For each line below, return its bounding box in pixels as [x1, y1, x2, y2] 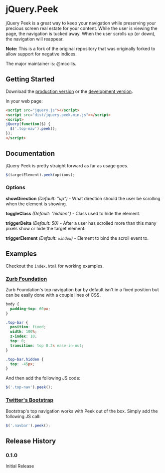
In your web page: [5, 98, 43, 104]
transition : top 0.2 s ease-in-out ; [10, 343, 84, 348]
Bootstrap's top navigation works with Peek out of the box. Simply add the [5, 408, 158, 414]
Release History [5, 437, 56, 445]
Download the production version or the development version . [5, 88, 133, 94]
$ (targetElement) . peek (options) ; [5, 172, 75, 177]
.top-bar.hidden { [5, 357, 44, 362]
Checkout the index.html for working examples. [5, 263, 104, 269]
